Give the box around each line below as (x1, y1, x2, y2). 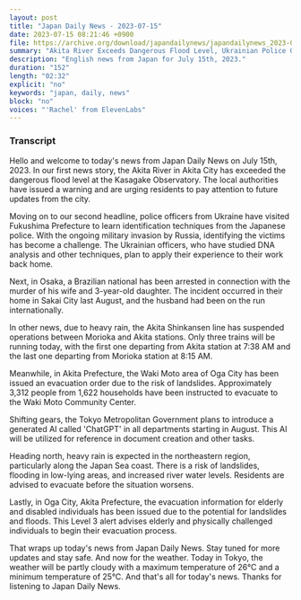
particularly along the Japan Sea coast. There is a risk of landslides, (9, 460, 260, 471)
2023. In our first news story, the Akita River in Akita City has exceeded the (9, 164, 287, 175)
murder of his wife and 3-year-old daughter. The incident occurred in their (9, 285, 284, 296)
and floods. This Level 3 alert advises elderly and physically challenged (9, 516, 273, 526)
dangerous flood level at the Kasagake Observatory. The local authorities (9, 174, 279, 185)
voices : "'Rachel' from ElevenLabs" (9, 105, 146, 114)
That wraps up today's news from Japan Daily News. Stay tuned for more (9, 543, 280, 553)
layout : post (9, 13, 58, 22)
